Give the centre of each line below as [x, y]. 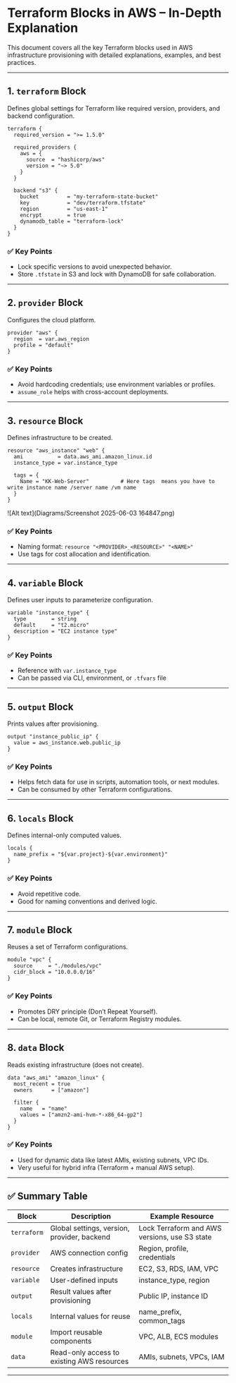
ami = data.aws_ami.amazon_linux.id [83, 456]
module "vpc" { [29, 960]
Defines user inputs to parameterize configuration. [80, 600]
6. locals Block [40, 818]
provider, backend [80, 1237]
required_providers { [45, 147]
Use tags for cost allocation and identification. [84, 554]
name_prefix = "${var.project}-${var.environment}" [91, 855]
